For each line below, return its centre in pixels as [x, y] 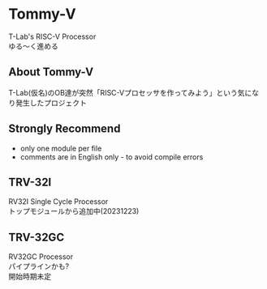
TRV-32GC [37, 237]
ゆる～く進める [33, 46]
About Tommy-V [51, 72]
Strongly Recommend [65, 129]
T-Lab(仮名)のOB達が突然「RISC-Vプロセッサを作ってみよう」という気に [130, 92]
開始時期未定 [30, 277]
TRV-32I [30, 182]
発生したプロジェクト [51, 103]
